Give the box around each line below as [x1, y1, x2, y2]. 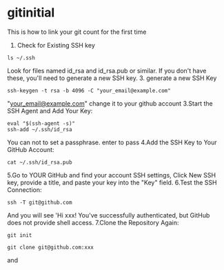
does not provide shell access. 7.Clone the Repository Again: [7, 218, 179, 226]
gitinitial [7, 5, 55, 21]
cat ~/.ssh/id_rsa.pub [7, 159, 72, 166]
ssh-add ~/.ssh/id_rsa [7, 126, 72, 133]
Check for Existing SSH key [17, 41, 95, 49]
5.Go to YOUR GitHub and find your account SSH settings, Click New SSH [7, 171, 216, 179]
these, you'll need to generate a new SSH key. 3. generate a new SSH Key [7, 74, 217, 82]
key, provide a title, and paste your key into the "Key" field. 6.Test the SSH [7, 178, 217, 186]
